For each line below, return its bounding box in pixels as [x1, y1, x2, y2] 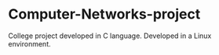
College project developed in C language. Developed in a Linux [8, 31, 212, 40]
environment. [8, 39, 51, 48]
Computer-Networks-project [8, 5, 201, 23]
